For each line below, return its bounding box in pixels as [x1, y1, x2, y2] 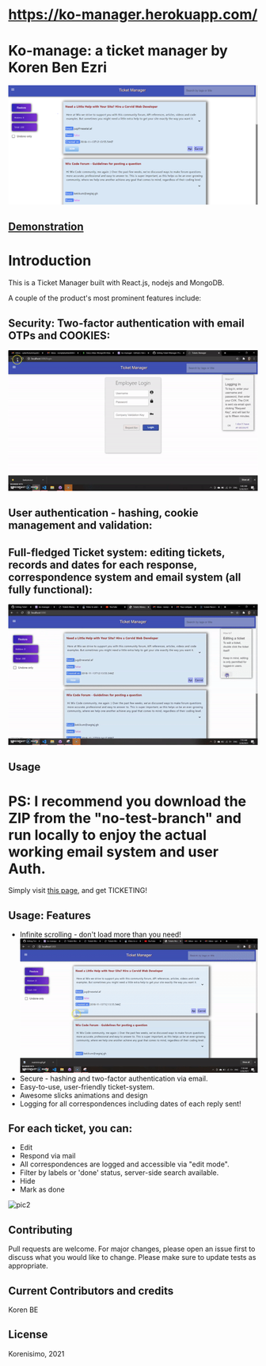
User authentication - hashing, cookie [8, 506, 199, 520]
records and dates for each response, [8, 558, 198, 571]
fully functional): [8, 582, 93, 596]
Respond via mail [19, 1151, 76, 1161]
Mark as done [19, 1185, 66, 1194]
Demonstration [8, 220, 85, 234]
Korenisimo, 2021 [8, 1349, 65, 1358]
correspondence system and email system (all [8, 570, 241, 584]
